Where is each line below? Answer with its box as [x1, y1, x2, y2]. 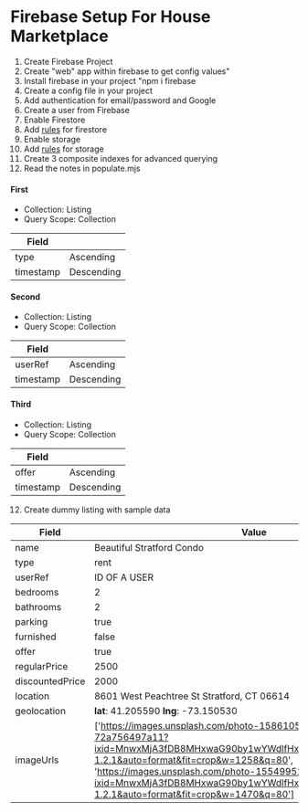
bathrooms [15, 600, 62, 613]
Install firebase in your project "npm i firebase [23, 75, 196, 86]
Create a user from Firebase [23, 104, 131, 115]
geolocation [15, 704, 67, 717]
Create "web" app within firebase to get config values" [23, 66, 230, 77]
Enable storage [23, 133, 81, 144]
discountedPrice [15, 674, 86, 687]
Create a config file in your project [23, 85, 154, 96]
